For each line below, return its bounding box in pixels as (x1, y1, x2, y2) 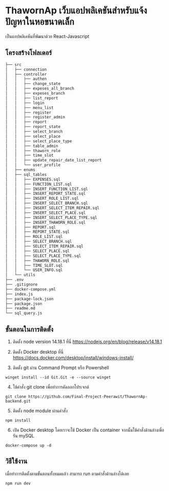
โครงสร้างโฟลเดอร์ (5, 48, 52, 57)
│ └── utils (5, 272, 36, 278)
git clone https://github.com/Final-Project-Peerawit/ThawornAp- (5, 394, 147, 399)
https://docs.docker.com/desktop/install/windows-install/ (12, 354, 134, 360)
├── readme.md (5, 306, 36, 311)
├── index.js (5, 292, 33, 297)
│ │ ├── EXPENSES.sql (5, 177, 60, 182)
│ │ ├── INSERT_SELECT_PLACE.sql (5, 210, 86, 215)
